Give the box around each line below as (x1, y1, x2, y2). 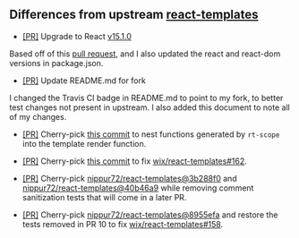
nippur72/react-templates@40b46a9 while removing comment (21, 183, 254, 193)
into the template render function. (21, 138, 147, 149)
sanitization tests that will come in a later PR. (21, 191, 187, 202)
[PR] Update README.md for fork (21, 75, 146, 86)
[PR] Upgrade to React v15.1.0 (21, 30, 132, 41)
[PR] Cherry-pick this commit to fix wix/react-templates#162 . (21, 156, 248, 166)
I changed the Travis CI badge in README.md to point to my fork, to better (9, 92, 284, 103)
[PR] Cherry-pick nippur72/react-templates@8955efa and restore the (21, 209, 279, 220)
